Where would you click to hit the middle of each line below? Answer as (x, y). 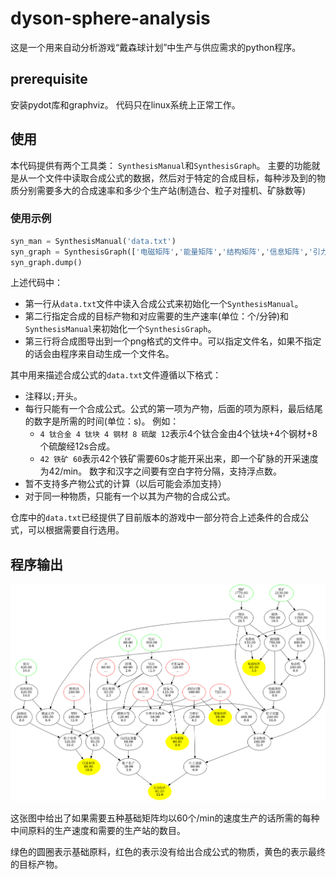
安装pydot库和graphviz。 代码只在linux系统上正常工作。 (125, 104)
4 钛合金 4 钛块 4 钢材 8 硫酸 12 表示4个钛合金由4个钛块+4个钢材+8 (178, 434)
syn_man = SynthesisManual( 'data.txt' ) (93, 241)
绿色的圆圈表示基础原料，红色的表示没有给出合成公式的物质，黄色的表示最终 (168, 852)
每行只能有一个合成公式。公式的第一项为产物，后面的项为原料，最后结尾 (173, 409)
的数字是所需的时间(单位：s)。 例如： (102, 421)
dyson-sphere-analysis (110, 18)
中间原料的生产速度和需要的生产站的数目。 (98, 831)
